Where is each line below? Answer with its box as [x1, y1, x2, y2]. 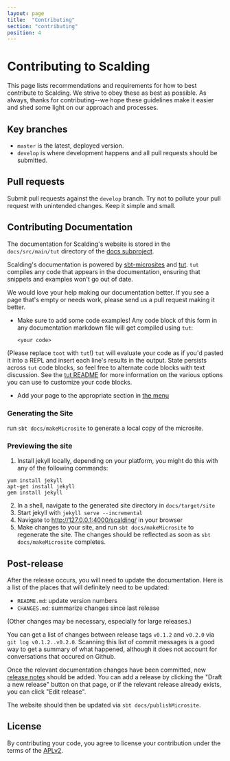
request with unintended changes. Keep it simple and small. [7, 201, 176, 209]
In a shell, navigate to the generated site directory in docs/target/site [16, 501, 216, 510]
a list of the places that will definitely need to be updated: [7, 583, 170, 591]
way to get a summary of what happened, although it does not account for [7, 645, 218, 653]
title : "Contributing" [7, 16, 76, 23]
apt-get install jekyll [7, 484, 76, 490]
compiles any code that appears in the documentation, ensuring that [7, 267, 200, 275]
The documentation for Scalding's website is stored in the [7, 240, 171, 248]
